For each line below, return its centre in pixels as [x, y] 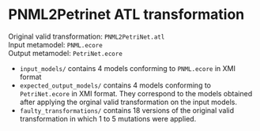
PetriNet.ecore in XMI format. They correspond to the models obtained [136, 93]
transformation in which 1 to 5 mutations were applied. [108, 118]
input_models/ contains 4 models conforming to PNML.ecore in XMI [127, 68]
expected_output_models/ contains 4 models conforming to [115, 85]
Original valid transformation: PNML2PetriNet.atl [87, 36]
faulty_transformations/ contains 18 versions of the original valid [127, 110]
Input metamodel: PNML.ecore [55, 44]
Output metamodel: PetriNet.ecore [65, 53]
